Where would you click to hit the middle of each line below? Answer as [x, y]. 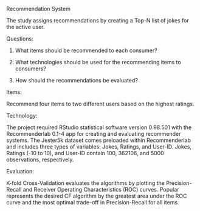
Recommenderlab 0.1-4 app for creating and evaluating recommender [94, 134]
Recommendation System [39, 9]
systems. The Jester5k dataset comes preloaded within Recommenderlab [99, 140]
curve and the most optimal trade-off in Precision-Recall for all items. [93, 202]
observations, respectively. [40, 159]
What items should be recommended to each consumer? [86, 50]
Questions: [20, 39]
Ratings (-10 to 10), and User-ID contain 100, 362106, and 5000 [85, 153]
